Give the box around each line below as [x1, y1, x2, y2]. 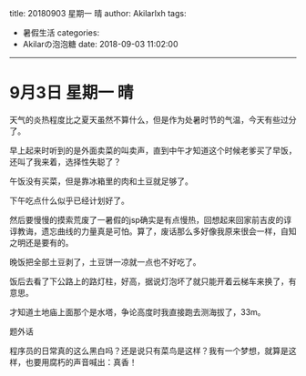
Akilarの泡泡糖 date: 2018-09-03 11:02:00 [22, 39, 179, 49]
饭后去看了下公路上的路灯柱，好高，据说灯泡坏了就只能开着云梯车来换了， [9, 276, 289, 287]
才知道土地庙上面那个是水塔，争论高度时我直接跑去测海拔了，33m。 [9, 306, 266, 317]
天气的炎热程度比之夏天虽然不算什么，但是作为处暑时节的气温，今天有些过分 [9, 114, 297, 125]
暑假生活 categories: [22, 27, 100, 38]
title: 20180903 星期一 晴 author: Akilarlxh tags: [9, 8, 187, 18]
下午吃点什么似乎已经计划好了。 [9, 195, 129, 206]
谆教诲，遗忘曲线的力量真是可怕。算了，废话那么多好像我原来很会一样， [9, 226, 280, 237]
